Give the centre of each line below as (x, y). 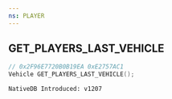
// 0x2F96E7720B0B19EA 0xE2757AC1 (66, 67)
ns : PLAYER (27, 16)
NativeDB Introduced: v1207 (55, 89)
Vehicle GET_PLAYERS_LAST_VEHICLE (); (72, 74)
